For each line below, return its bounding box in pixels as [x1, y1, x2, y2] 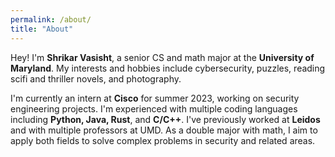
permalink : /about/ [10, 14, 92, 25]
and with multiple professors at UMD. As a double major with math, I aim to [10, 124, 318, 136]
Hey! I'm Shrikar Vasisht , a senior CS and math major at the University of [10, 51, 315, 63]
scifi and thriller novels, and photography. [10, 72, 182, 85]
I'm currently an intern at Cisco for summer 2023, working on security [10, 92, 300, 104]
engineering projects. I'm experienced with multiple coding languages [10, 102, 298, 115]
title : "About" [10, 24, 74, 34]
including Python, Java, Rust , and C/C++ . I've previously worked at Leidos [10, 113, 321, 125]
